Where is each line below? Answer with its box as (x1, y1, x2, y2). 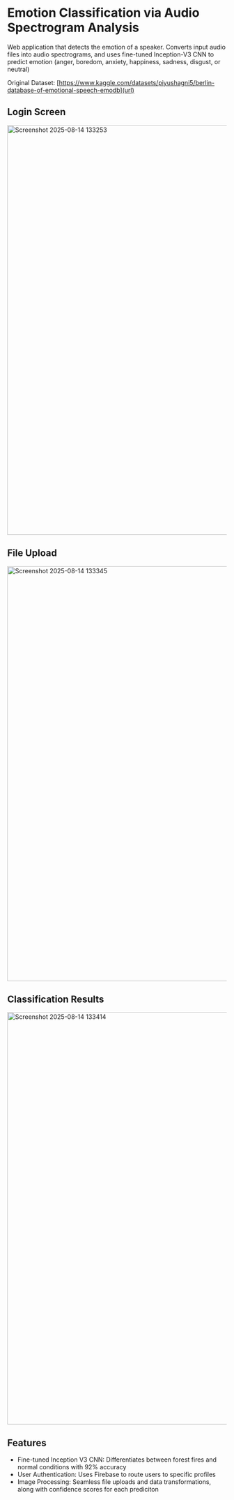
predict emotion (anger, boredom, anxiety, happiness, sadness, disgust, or (7, 57, 221, 66)
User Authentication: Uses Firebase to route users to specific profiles (17, 1470, 216, 1479)
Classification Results (7, 993, 104, 1005)
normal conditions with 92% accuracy (17, 1463, 127, 1471)
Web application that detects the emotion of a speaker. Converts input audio (7, 43, 226, 51)
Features (7, 1437, 47, 1448)
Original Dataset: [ (7, 78, 59, 86)
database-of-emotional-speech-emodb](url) (7, 86, 134, 94)
